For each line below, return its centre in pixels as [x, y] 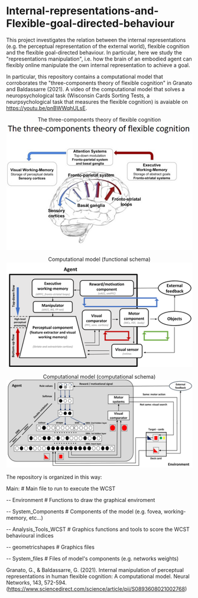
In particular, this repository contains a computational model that [85, 76]
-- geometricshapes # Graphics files [50, 547]
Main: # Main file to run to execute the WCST [61, 488]
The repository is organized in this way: [54, 477]
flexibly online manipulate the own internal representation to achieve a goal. [98, 65]
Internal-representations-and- [82, 11]
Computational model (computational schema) [99, 377]
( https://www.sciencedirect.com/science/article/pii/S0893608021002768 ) [97, 589]
